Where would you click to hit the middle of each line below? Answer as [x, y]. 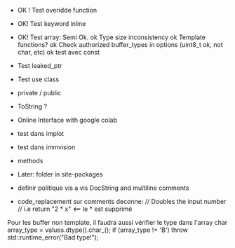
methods [30, 161]
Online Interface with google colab [67, 120]
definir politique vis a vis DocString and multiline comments [103, 188]
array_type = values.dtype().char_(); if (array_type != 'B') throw [98, 230]
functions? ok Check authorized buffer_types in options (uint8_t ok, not [120, 44]
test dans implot [41, 133]
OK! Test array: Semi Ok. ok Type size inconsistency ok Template [111, 37]
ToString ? [32, 106]
